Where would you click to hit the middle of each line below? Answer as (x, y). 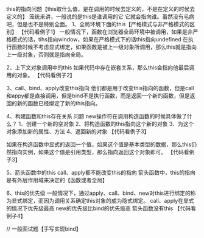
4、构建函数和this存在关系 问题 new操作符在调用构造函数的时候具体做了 (97, 116)
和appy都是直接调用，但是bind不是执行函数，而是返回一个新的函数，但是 (98, 96)
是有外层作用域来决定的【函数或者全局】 (57, 180)
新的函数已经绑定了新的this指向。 (59, 103)
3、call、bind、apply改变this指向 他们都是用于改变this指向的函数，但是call (100, 88)
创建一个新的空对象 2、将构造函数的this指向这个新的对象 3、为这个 (110, 124)
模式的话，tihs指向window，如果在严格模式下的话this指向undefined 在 (100, 39)
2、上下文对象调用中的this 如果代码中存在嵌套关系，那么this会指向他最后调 (100, 68)
